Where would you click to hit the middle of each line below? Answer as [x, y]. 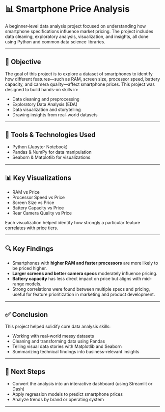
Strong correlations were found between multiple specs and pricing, [81, 289]
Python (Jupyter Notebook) [40, 147]
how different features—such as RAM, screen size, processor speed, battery [82, 79]
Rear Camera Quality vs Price [42, 213]
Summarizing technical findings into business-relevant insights [76, 352]
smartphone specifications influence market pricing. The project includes [79, 31]
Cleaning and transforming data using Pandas [58, 341]
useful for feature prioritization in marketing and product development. [83, 294]
